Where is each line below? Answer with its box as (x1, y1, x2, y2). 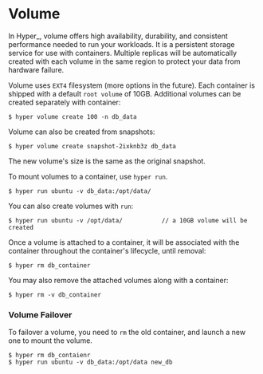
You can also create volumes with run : (8, 201, 134, 211)
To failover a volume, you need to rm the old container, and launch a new (8, 328, 245, 337)
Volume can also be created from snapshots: (8, 127, 155, 136)
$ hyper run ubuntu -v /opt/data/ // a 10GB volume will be (8, 216, 248, 224)
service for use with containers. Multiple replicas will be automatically (8, 48, 237, 57)
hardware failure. (8, 65, 65, 74)
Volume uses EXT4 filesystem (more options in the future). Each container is (8, 81, 256, 90)
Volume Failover (8, 309, 73, 320)
